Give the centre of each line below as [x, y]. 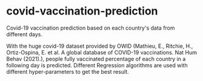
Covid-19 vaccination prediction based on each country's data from [91, 28]
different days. [25, 34]
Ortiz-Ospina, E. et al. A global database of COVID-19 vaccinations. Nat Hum [101, 52]
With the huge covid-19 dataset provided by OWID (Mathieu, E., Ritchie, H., [100, 46]
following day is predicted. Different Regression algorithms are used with [97, 65]
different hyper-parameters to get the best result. [68, 71]
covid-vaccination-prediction [82, 11]
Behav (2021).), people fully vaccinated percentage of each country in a [96, 59]
